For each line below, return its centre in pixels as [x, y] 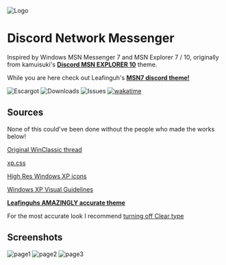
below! [16, 136]
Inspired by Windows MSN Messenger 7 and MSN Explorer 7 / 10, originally [113, 57]
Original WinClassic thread [45, 149]
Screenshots [35, 237]
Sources [25, 113]
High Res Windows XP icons [47, 176]
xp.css [16, 163]
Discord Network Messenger [91, 38]
